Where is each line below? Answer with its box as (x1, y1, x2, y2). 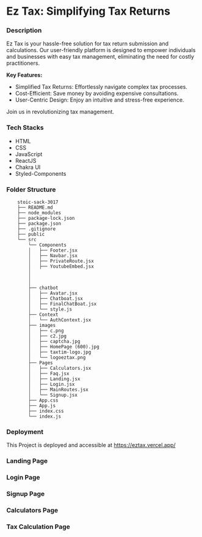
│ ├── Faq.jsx (28, 370, 70, 377)
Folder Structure (6, 185, 56, 193)
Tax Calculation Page (6, 522, 70, 531)
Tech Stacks (6, 124, 44, 132)
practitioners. (6, 59, 40, 67)
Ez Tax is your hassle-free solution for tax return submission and (6, 40, 169, 47)
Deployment (6, 427, 44, 436)
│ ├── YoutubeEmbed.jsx (28, 263, 95, 270)
